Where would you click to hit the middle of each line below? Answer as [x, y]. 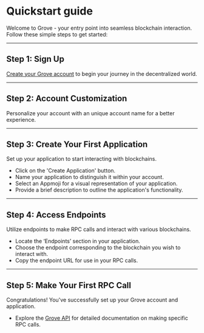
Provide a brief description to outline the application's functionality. [99, 190]
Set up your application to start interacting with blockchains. [81, 159]
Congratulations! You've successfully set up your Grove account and [92, 300]
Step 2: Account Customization [67, 99]
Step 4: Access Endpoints [56, 214]
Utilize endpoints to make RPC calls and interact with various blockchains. [99, 229]
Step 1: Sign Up [36, 59]
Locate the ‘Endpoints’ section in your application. [78, 241]
